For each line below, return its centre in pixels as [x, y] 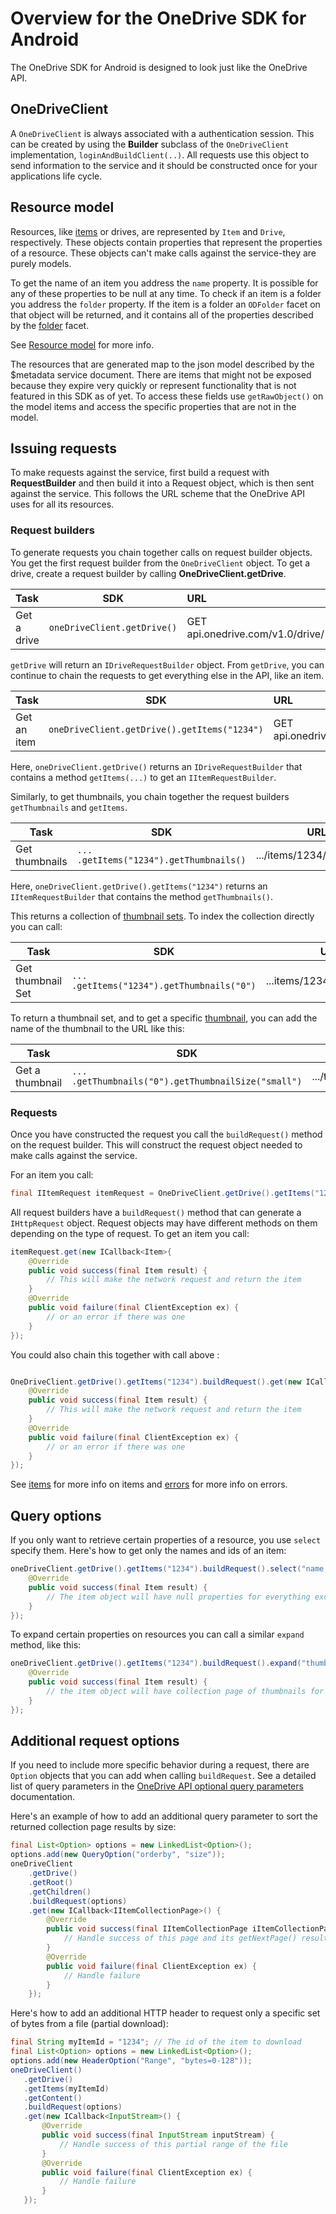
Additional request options [95, 1741]
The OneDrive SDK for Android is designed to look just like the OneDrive [159, 67]
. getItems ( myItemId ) [66, 2088]
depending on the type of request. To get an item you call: [130, 1233]
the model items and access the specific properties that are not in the [153, 406]
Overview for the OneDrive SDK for [158, 18]
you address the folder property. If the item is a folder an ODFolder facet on [165, 304]
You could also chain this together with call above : [115, 1354]
